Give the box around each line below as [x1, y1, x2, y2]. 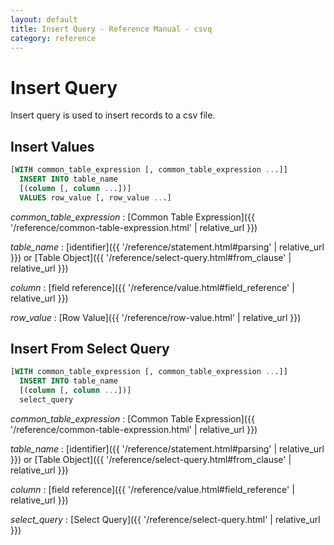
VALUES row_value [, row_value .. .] [19, 192, 172, 203]
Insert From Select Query [10, 341, 170, 358]
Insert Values [10, 138, 95, 155]
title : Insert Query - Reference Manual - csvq [10, 24, 213, 34]
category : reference [10, 33, 97, 43]
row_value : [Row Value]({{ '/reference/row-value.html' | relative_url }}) [10, 311, 302, 323]
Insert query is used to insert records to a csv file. [10, 109, 216, 121]
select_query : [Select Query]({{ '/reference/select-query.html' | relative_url [10, 513, 321, 525]
